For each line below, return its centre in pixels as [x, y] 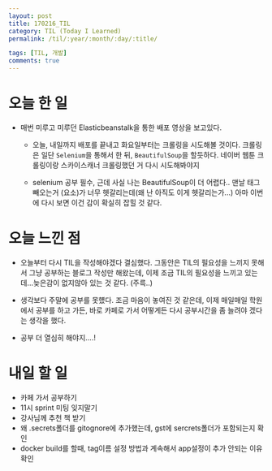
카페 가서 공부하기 [48, 397]
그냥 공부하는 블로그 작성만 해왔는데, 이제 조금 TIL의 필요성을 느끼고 [136, 272]
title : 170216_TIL [39, 24]
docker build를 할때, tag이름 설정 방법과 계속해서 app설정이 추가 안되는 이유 [141, 448]
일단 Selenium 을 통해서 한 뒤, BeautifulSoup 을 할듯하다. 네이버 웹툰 [148, 154]
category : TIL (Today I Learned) [65, 31]
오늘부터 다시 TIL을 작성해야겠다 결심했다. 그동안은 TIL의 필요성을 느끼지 [135, 262]
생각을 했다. [47, 320]
